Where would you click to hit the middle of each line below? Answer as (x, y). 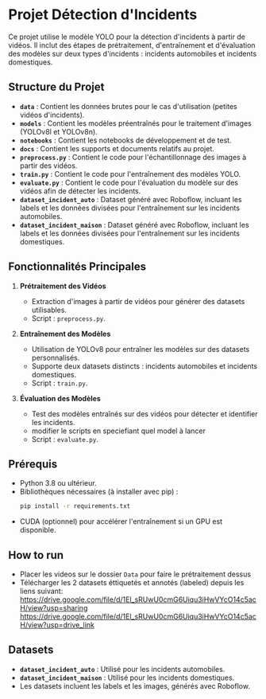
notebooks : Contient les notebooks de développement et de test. (125, 140)
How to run (36, 555)
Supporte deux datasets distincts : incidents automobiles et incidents (145, 366)
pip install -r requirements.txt (75, 506)
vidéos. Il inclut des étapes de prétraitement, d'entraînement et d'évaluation (132, 45)
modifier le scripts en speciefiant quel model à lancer (119, 431)
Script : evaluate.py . (65, 439)
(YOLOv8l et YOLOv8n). (58, 131)
